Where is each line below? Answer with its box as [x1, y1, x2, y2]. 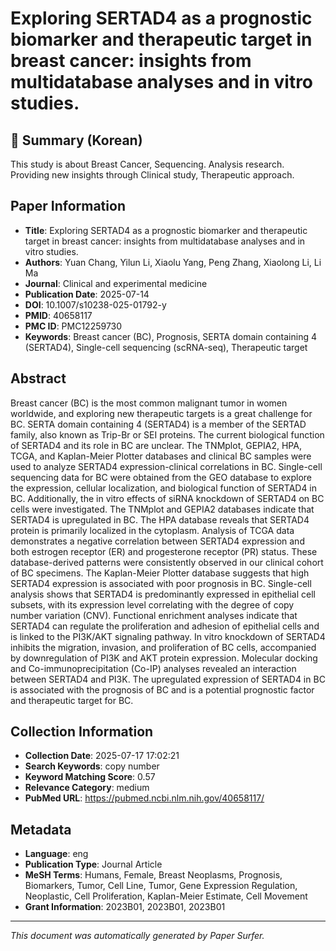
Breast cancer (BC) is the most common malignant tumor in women [10, 397, 288, 409]
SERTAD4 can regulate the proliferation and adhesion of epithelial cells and [10, 620, 320, 632]
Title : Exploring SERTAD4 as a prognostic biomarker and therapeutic [24, 224, 308, 236]
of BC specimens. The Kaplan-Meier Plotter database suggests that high [10, 567, 310, 579]
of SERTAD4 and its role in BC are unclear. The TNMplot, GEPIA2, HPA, [10, 439, 302, 451]
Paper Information [10, 198, 126, 215]
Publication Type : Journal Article [24, 858, 163, 871]
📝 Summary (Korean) [10, 132, 143, 149]
